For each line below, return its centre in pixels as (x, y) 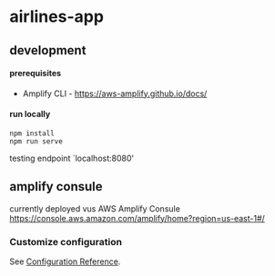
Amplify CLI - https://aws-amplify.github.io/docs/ (115, 94)
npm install (32, 133)
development (48, 50)
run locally (30, 114)
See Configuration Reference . (65, 261)
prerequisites (36, 74)
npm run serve (36, 141)
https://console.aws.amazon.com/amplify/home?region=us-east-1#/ (137, 218)
